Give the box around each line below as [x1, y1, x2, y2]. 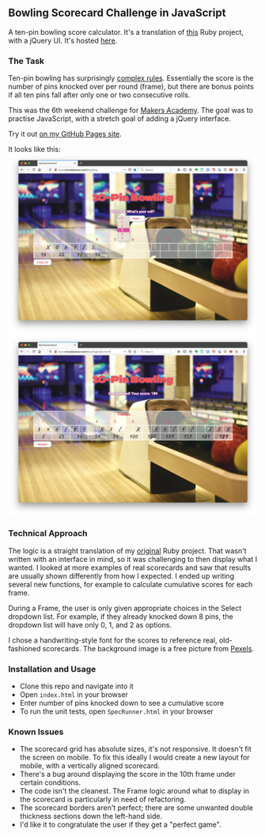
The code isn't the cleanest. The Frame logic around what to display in [19, 786, 250, 796]
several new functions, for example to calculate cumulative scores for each [8, 579, 253, 589]
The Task [8, 55, 45, 66]
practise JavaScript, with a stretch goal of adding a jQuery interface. [8, 114, 232, 123]
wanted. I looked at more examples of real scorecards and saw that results [8, 563, 252, 572]
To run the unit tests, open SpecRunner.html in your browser [19, 707, 214, 716]
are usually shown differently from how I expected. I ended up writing [8, 571, 235, 580]
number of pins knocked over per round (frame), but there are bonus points [8, 82, 255, 92]
